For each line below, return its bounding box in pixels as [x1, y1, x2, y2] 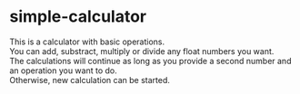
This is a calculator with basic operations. [9, 36, 165, 47]
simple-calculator [9, 6, 147, 27]
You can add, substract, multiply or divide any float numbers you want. [9, 45, 275, 56]
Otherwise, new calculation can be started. [9, 74, 171, 85]
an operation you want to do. [9, 65, 117, 76]
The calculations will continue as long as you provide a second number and [9, 55, 292, 66]
